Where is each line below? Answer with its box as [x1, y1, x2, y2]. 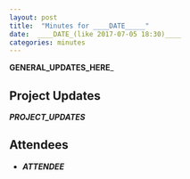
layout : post [9, 12, 58, 22]
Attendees [9, 137, 69, 152]
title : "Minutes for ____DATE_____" [9, 21, 150, 30]
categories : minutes [9, 37, 87, 47]
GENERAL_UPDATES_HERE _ [9, 62, 114, 73]
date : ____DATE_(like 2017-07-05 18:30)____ [9, 29, 181, 38]
